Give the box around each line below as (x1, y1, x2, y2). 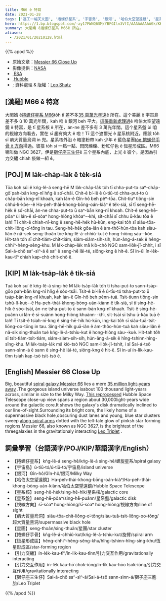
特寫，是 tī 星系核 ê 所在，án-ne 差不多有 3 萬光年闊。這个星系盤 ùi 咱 (14, 124, 157, 130)
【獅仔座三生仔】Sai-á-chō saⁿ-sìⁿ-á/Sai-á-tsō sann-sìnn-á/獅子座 (12, 574, 148, 580)
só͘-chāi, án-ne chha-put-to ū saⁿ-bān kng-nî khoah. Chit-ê (17, 207, 138, 213)
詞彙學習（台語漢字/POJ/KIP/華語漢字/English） (5, 444, 153, 452)
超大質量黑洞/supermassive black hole (12, 519, 91, 525)
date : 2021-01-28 (5, 12, 41, 17)
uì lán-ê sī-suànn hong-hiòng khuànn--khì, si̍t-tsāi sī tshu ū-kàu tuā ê (19, 312, 160, 318)
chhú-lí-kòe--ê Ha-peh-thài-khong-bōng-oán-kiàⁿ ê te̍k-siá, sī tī (5, 201, 136, 207)
